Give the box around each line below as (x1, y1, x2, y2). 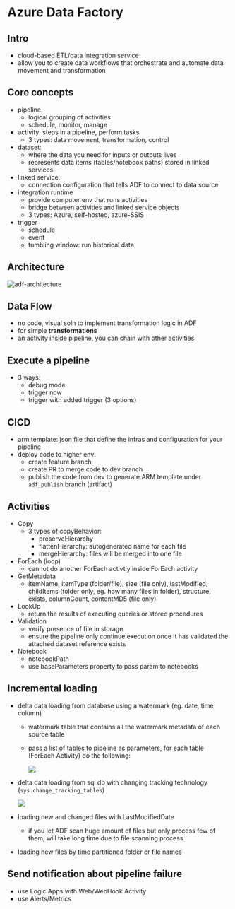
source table (28, 729, 65, 739)
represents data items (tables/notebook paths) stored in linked (28, 158, 210, 166)
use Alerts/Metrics (17, 894, 72, 903)
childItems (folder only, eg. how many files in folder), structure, (28, 587, 212, 595)
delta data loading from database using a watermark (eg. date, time (17, 701, 214, 710)
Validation (17, 616, 47, 626)
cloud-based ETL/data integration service (17, 51, 139, 59)
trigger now (28, 388, 62, 397)
